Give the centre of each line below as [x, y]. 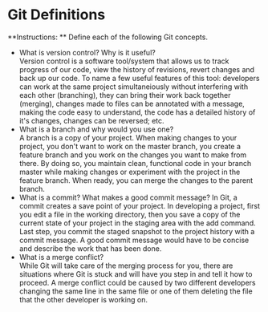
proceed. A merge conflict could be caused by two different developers [137, 282]
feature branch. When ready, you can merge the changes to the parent [136, 180]
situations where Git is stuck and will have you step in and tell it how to [136, 274]
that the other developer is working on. [83, 299]
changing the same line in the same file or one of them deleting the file [136, 291]
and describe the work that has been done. [90, 248]
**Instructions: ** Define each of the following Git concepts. [108, 37]
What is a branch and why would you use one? [96, 129]
